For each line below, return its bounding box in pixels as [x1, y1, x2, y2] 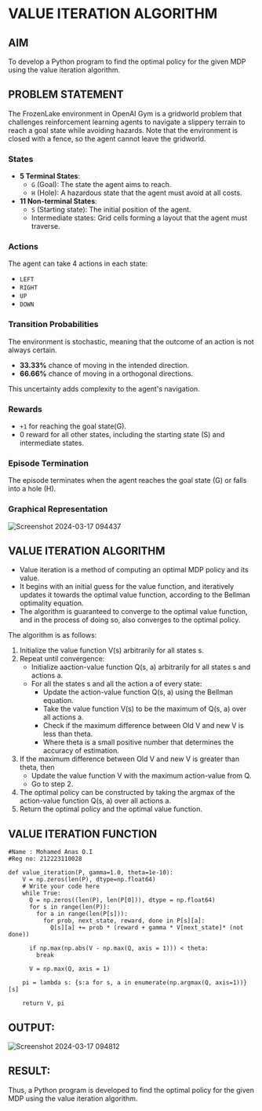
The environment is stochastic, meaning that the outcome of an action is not [8, 337, 255, 346]
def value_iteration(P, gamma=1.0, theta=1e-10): [8, 869, 174, 877]
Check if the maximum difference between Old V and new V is [42, 721, 245, 730]
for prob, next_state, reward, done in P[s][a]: [42, 917, 206, 925]
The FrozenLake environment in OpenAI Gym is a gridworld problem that [8, 109, 242, 118]
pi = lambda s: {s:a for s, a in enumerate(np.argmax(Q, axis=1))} [22, 979, 247, 987]
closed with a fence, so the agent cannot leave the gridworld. [8, 134, 206, 143]
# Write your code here [22, 882, 100, 891]
